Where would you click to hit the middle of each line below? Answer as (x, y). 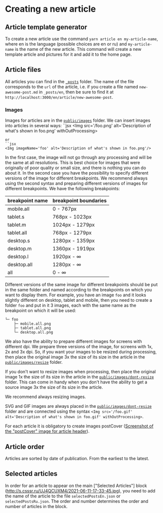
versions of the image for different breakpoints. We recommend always (76, 178)
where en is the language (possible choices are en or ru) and (66, 44)
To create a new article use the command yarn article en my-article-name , (81, 39)
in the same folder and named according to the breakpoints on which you (79, 290)
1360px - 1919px (74, 249)
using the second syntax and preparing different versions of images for (76, 183)
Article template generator (46, 27)
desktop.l (18, 257)
